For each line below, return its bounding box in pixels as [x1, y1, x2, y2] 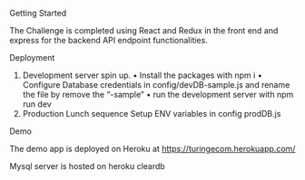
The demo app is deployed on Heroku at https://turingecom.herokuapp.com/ [9, 144, 296, 154]
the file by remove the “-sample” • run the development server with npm [22, 90, 294, 99]
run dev [22, 99, 52, 109]
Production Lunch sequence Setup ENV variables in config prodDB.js [22, 109, 281, 118]
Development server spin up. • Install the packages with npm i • [22, 70, 263, 81]
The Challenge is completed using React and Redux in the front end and [9, 25, 279, 35]
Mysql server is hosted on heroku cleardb [9, 161, 165, 171]
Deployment [9, 52, 55, 62]
